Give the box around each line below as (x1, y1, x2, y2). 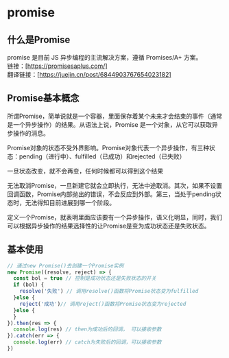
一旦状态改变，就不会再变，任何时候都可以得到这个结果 (7, 167, 163, 175)
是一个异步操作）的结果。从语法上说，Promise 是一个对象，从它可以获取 (7, 120, 213, 128)
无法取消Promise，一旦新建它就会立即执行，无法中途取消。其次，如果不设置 (7, 181, 223, 189)
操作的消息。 (12, 129, 49, 137)
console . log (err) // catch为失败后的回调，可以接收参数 (13, 339, 162, 346)
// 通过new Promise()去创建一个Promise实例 (7, 262, 124, 269)
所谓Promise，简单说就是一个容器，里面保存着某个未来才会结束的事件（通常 (7, 112, 223, 120)
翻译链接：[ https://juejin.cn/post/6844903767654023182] (7, 71, 171, 78)
